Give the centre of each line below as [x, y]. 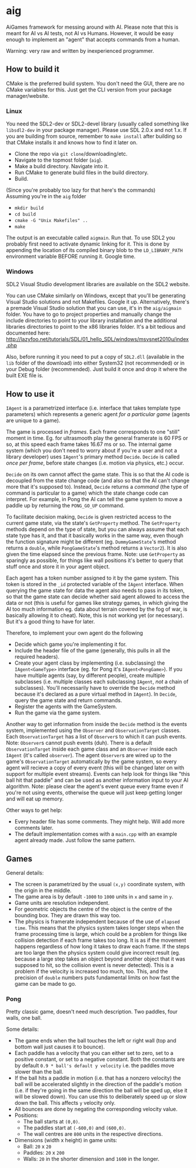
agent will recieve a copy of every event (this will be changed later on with [95, 768]
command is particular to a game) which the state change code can [87, 493]
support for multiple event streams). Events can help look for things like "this [98, 774]
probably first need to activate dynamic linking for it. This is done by [88, 244]
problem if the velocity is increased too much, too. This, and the [91, 971]
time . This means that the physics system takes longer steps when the [99, 928]
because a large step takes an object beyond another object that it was [100, 959]
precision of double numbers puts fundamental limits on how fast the [97, 978]
